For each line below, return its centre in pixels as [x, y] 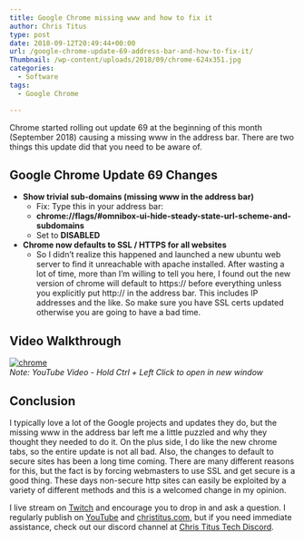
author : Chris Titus [49, 26]
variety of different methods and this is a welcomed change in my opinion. [148, 489]
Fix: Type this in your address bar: [100, 207]
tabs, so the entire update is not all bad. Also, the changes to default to [142, 451]
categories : [32, 69]
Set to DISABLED [68, 236]
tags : [20, 85]
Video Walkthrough [65, 341]
